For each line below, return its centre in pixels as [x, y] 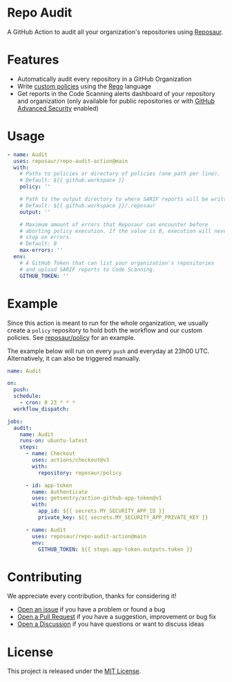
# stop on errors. [46, 237]
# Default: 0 [38, 244]
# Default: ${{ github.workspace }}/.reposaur [88, 205]
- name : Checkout [50, 454]
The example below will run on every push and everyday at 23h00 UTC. [108, 351]
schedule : [27, 396]
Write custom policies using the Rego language [84, 86]
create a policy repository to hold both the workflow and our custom [105, 330]
